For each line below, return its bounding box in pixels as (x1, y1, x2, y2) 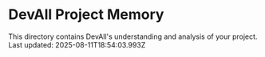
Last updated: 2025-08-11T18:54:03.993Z (8, 40, 146, 49)
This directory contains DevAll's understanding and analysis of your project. (8, 32, 258, 41)
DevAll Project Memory (8, 6, 164, 24)
